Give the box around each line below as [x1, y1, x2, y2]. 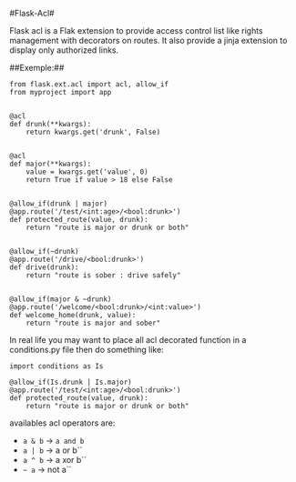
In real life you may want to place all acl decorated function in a [9, 335, 247, 345]
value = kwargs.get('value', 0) [26, 167, 148, 176]
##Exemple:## [9, 63, 65, 73]
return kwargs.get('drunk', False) [26, 127, 161, 136]
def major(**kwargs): [9, 159, 92, 168]
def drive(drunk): [9, 263, 79, 272]
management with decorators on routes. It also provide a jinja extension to [9, 35, 288, 45]
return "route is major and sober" [26, 318, 161, 327]
